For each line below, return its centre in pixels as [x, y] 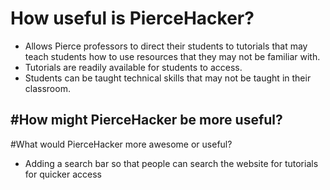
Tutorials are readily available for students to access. [133, 67]
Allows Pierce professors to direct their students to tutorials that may [166, 46]
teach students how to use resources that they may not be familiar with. [172, 56]
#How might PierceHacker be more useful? [146, 120]
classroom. [47, 88]
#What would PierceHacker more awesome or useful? [121, 144]
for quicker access [63, 174]
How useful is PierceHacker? [132, 18]
